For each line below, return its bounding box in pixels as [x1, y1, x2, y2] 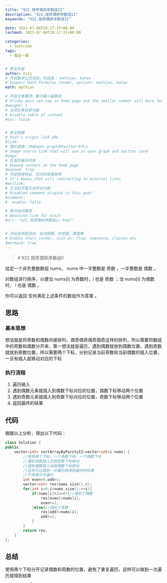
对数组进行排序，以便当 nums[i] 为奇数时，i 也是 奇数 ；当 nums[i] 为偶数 [5, 276, 155, 282]
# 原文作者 [5, 66, 25, 71]
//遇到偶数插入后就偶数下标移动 [23, 463, 80, 468]
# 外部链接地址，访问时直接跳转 [5, 172, 62, 177]
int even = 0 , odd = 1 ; [23, 477, 61, 483]
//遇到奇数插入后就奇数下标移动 [23, 459, 80, 464]
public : [5, 445, 21, 450]
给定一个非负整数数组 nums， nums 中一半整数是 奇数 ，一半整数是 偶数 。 [5, 265, 158, 271]
